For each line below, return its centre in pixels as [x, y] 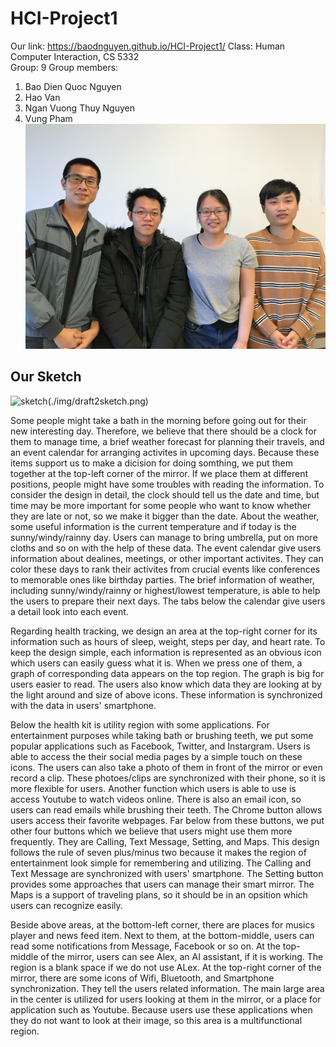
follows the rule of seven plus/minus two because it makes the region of [158, 852]
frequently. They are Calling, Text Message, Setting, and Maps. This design [165, 841]
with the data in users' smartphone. [83, 705]
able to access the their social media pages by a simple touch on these [156, 756]
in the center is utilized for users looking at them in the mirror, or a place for [166, 999]
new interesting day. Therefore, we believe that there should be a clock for [164, 431]
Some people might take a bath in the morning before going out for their [158, 420]
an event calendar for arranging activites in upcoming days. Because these [165, 452]
